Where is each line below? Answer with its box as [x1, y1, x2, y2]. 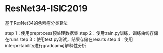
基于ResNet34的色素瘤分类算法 [5, 20, 68, 26]
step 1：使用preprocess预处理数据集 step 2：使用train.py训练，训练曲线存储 [5, 30, 159, 36]
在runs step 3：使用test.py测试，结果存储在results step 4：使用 [5, 36, 133, 42]
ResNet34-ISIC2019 [5, 3, 88, 14]
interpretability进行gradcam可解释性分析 [5, 42, 87, 48]
